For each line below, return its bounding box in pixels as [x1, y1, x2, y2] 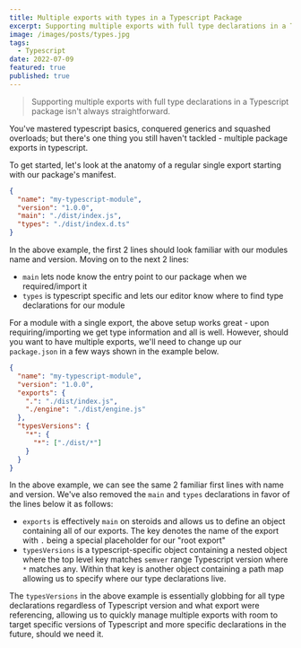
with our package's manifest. [9, 169, 116, 180]
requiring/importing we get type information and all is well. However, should [9, 327, 289, 337]
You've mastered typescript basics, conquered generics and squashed [9, 123, 271, 134]
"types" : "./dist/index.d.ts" [17, 220, 130, 229]
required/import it [21, 281, 88, 292]
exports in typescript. [9, 142, 89, 153]
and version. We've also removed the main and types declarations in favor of [9, 489, 290, 500]
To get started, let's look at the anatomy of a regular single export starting [9, 159, 282, 171]
